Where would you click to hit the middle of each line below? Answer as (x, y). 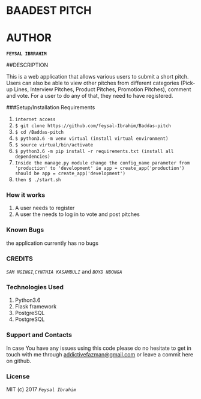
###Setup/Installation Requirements (51, 107)
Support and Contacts (39, 335)
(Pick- (188, 83)
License (18, 376)
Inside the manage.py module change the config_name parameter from (102, 163)
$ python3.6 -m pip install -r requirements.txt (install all (94, 151)
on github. (19, 361)
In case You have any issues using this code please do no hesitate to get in (99, 348)
